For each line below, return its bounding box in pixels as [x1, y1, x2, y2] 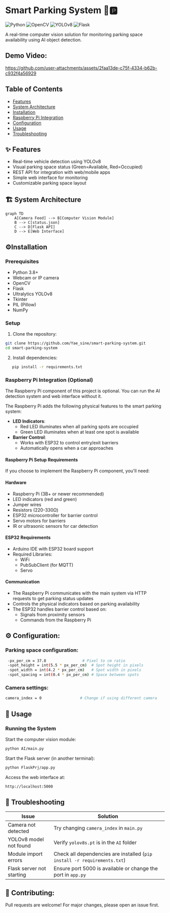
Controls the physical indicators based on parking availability [12, 601, 140, 607]
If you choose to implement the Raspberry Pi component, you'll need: [5, 468, 150, 474]
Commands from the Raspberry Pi [20, 617, 92, 623]
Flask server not [8, 865, 47, 872]
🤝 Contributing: [5, 888, 55, 897]
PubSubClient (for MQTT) [20, 562, 73, 568]
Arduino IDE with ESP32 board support [12, 545, 94, 552]
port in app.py [53, 872, 86, 879]
